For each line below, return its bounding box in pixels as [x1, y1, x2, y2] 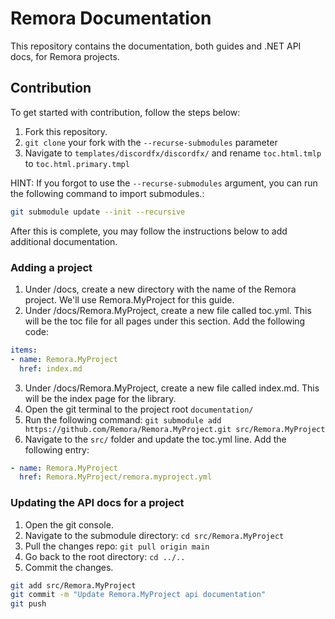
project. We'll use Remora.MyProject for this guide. [24, 293, 235, 306]
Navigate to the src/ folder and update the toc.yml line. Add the [24, 433, 287, 445]
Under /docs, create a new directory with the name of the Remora [24, 283, 297, 295]
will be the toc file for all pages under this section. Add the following [24, 315, 306, 327]
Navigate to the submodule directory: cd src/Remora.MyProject [24, 529, 285, 541]
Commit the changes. [24, 561, 114, 573]
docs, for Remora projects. [10, 50, 120, 62]
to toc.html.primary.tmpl [24, 157, 130, 169]
